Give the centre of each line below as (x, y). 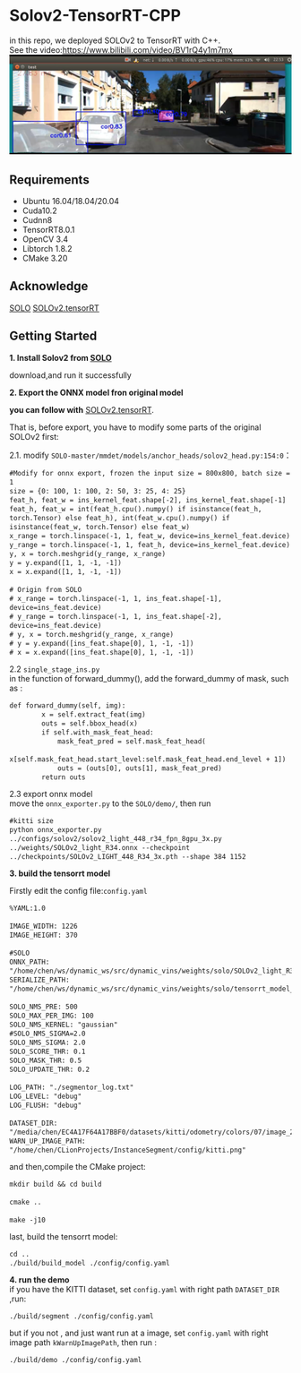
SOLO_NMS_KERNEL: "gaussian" (64, 1025)
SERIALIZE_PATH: (39, 980)
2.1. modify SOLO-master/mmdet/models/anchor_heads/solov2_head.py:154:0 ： (150, 455)
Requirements (49, 180)
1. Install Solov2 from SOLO (60, 357)
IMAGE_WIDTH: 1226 (43, 926)
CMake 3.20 (45, 258)
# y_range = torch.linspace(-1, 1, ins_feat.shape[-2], (116, 616)
